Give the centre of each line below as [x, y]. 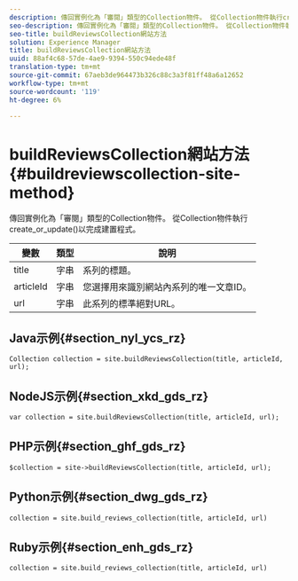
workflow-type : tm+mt [49, 83]
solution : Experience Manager [65, 42]
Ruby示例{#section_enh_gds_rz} [101, 547]
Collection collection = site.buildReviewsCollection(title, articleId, [146, 359]
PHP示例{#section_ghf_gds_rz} [98, 447]
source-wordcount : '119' [55, 91]
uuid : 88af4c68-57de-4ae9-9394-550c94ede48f [93, 59]
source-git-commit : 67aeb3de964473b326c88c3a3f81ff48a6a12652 [126, 75]
